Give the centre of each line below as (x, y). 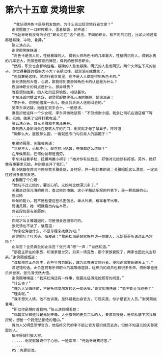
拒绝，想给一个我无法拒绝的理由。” (35, 320)
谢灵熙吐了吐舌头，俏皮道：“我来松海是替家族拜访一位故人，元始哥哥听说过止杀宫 (82, 236)
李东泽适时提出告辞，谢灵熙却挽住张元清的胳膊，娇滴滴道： (63, 97)
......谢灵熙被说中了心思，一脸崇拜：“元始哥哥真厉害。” (62, 341)
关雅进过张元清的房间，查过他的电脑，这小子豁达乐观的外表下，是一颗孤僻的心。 (81, 190)
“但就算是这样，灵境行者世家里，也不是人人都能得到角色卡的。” (66, 77)
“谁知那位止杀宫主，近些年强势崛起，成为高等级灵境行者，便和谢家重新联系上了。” (82, 262)
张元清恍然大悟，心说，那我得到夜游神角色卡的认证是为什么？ (65, 82)
